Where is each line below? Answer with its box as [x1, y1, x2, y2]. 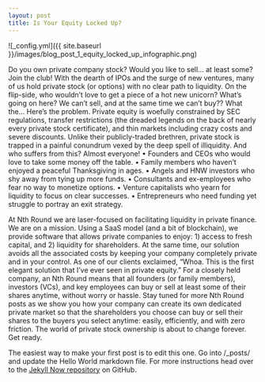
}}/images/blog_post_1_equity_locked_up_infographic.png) [8, 49, 198, 59]
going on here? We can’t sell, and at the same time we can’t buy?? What [8, 98, 243, 108]
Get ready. [8, 332, 43, 342]
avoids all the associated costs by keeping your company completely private [8, 248, 257, 258]
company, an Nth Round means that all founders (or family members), [8, 273, 236, 283]
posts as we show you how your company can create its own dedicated [8, 299, 242, 308]
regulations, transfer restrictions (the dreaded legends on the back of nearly [8, 115, 256, 124]
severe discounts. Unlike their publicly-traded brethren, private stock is [8, 132, 240, 141]
